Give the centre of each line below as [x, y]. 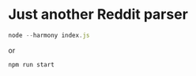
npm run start [32, 64]
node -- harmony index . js [49, 35]
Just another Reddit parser [98, 14]
